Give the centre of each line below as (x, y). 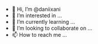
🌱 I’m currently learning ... (43, 22)
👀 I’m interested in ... (37, 15)
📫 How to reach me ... (39, 35)
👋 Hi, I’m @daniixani (36, 9)
